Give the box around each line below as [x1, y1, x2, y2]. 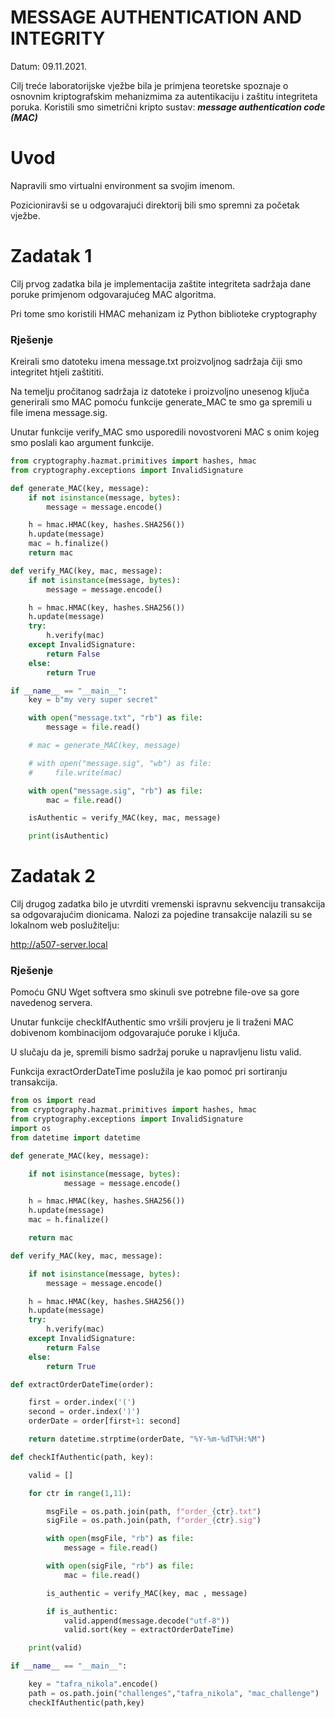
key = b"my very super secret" [28, 695, 159, 705]
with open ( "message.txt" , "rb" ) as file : [28, 713, 203, 723]
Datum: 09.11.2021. [10, 60, 88, 72]
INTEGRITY [10, 27, 106, 50]
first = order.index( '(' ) [28, 1397, 137, 1408]
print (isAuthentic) [28, 831, 110, 841]
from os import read [10, 1096, 97, 1106]
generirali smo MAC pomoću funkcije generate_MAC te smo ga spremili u [10, 396, 313, 408]
